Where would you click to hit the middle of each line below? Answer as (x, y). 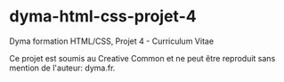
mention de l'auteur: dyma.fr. (62, 68)
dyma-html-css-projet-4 (103, 16)
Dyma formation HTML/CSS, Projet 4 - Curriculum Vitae (112, 41)
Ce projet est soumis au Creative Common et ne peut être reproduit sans (142, 58)
